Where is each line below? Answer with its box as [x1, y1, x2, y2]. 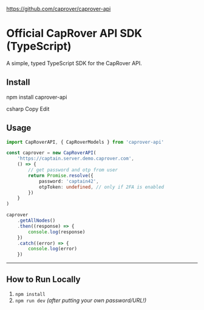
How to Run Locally [6, 274, 81, 284]
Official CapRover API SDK [6, 27, 143, 40]
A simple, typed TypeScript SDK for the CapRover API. [6, 59, 143, 66]
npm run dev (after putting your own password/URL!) [15, 297, 147, 304]
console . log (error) [28, 246, 78, 252]
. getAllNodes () [17, 217, 56, 224]
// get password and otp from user [28, 167, 118, 173]
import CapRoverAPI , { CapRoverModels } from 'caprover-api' [6, 139, 165, 145]
